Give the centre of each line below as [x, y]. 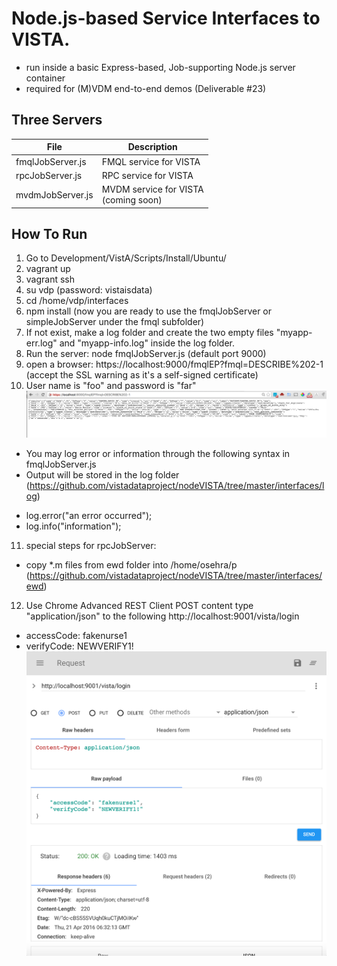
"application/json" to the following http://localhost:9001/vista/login [162, 616]
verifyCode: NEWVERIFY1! [79, 646]
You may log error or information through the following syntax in [158, 453]
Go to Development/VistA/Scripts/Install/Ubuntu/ [126, 258]
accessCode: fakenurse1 [76, 635]
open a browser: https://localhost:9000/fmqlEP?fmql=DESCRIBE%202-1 [174, 364]
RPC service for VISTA [147, 175]
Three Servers [57, 120]
